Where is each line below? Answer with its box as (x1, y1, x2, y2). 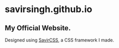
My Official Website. (5, 24, 71, 32)
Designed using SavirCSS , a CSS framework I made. (5, 37, 114, 43)
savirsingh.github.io (5, 4, 93, 15)
